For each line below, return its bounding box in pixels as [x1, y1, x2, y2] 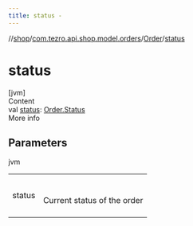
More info [8, 113, 41, 123]
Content [8, 96, 35, 106]
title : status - [8, 11, 62, 20]
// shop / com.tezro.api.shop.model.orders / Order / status [8, 33, 185, 43]
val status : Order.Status [8, 104, 85, 114]
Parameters [8, 136, 68, 150]
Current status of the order [42, 195, 144, 206]
